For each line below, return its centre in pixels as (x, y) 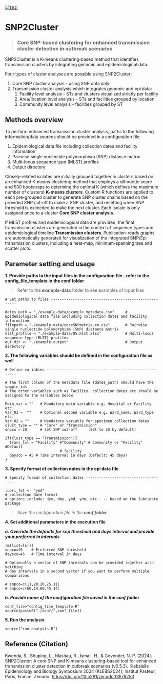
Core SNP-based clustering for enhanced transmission (83, 43)
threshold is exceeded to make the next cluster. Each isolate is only (72, 208)
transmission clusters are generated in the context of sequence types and (79, 228)
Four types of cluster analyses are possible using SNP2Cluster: (69, 74)
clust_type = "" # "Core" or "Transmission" (51, 425)
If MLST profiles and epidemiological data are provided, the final (70, 222)
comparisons (17, 576)
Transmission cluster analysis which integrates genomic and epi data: (82, 89)
